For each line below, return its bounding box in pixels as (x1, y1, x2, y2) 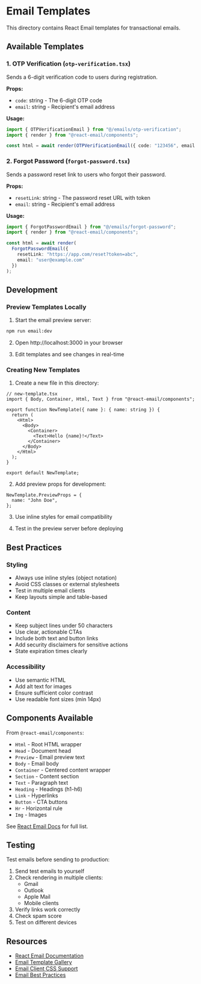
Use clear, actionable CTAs (14, 628, 82, 636)
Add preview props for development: (14, 480, 107, 488)
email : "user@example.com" (17, 257, 85, 263)
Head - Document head (14, 747, 71, 754)
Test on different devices (14, 919, 77, 926)
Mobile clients (23, 900, 59, 907)
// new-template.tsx (6, 391, 58, 397)
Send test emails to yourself (14, 868, 85, 875)
